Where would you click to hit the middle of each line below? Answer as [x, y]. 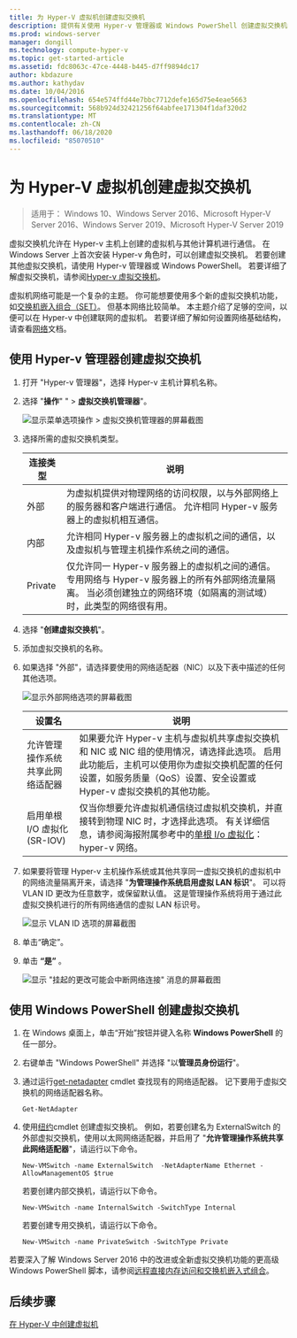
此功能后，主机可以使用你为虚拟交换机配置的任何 [181, 765]
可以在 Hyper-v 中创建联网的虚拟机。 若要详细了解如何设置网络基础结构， [151, 317]
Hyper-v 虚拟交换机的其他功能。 [147, 791]
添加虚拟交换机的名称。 [65, 648]
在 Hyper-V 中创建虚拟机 [54, 1325]
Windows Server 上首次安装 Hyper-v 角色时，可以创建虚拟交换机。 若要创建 [148, 254]
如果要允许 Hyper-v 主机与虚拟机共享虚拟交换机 [179, 738]
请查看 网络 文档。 [40, 328]
